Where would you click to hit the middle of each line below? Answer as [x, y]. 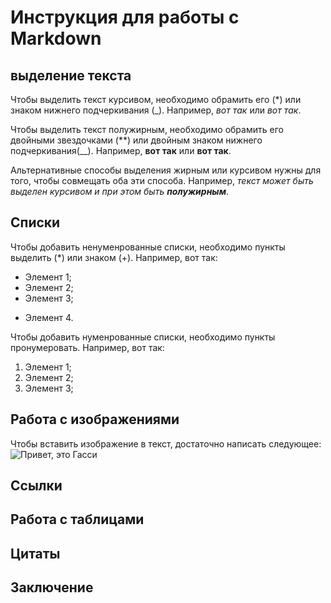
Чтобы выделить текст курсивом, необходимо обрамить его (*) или [156, 99]
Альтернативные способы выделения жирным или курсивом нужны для [166, 170]
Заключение [52, 587]
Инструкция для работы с [125, 17]
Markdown [56, 38]
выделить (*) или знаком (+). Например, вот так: [114, 257]
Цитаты [35, 553]
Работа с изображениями [95, 419]
